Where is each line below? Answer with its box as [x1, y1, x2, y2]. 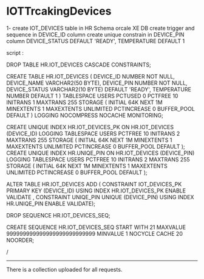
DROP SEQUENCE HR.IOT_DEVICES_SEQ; [6, 211, 110, 219]
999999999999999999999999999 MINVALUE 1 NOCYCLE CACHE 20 [6, 230, 183, 237]
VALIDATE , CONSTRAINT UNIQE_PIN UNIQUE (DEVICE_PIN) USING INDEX [6, 193, 194, 200]
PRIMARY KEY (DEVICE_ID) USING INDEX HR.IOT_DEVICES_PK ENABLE [6, 187, 186, 194]
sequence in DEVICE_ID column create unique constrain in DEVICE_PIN [6, 30, 185, 38]
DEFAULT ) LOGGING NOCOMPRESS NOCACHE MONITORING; [6, 111, 164, 119]
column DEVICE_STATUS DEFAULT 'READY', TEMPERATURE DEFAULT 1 [6, 37, 185, 44]
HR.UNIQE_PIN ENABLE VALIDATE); [6, 200, 96, 207]
